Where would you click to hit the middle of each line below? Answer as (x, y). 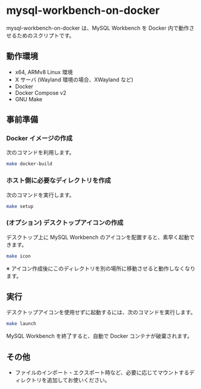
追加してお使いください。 (78, 380)
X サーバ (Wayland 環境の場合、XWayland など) (74, 80)
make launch (21, 324)
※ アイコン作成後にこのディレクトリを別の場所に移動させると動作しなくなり (101, 268)
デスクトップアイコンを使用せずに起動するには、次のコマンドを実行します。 (101, 312)
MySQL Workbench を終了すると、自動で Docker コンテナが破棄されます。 (100, 336)
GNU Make (29, 99)
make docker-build (29, 164)
